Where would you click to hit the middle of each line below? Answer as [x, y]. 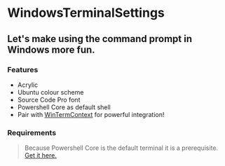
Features [23, 69]
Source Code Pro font [49, 99]
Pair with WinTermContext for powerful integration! [91, 114]
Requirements [32, 132]
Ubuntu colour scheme [50, 92]
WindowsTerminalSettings [86, 13]
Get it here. [41, 155]
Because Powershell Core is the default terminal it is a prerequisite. [121, 148]
